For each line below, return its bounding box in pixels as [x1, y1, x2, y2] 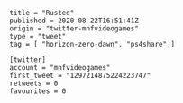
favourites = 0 [9, 87, 67, 96]
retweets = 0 [9, 79, 59, 88]
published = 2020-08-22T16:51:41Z [9, 16, 140, 25]
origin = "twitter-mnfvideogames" [9, 24, 140, 33]
